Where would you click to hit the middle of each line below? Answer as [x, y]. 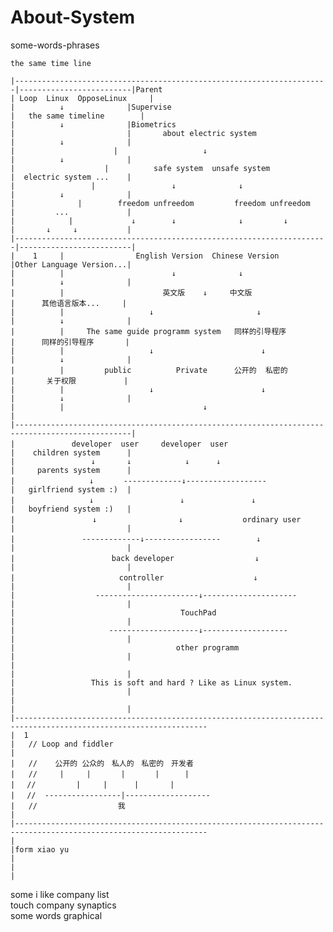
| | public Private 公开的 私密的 [149, 370]
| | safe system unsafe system [140, 168]
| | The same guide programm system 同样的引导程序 [148, 331]
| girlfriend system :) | [71, 489]
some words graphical [56, 915]
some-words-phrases [55, 45]
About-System [73, 17]
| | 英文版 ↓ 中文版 [131, 292]
